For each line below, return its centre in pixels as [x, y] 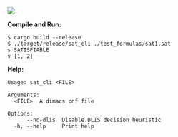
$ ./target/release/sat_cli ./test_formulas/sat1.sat [89, 44]
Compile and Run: [35, 24]
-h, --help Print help [54, 126]
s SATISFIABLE [29, 50]
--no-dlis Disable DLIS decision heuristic [94, 120]
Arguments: [24, 95]
